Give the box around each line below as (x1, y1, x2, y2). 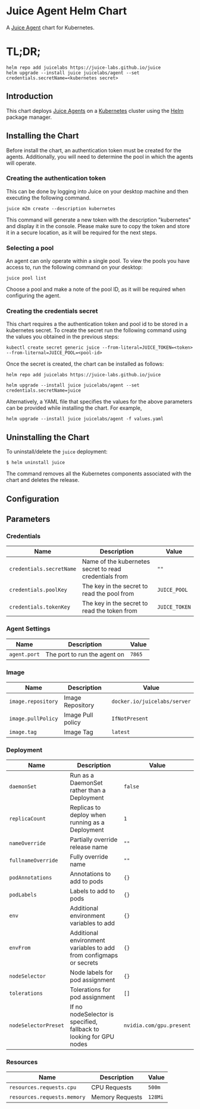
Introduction (6, 91, 54, 102)
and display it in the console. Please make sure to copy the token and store (6, 222, 190, 229)
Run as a (70, 772, 94, 780)
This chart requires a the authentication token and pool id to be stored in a (6, 321, 188, 328)
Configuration (6, 494, 60, 504)
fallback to (70, 1025, 99, 1034)
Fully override (70, 853, 108, 861)
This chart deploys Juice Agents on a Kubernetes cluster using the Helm (6, 107, 184, 114)
